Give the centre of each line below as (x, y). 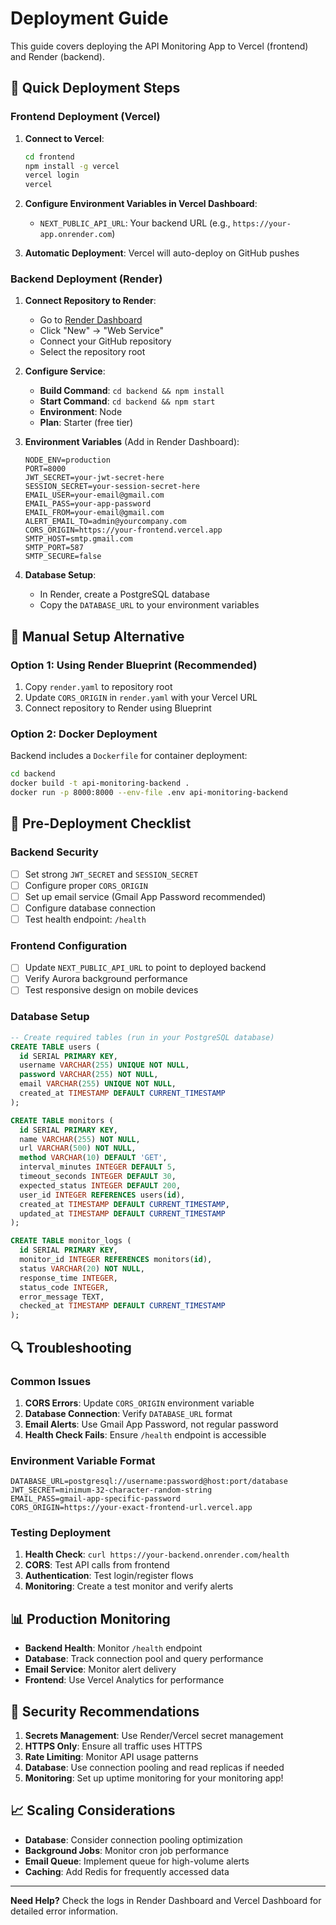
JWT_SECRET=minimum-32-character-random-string (111, 1490)
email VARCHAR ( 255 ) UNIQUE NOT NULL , (98, 1084)
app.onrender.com (76, 235)
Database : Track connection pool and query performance (144, 1659)
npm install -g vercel (72, 166)
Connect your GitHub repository (105, 341)
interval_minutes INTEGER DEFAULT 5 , (98, 1167)
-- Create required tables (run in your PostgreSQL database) (142, 1037)
